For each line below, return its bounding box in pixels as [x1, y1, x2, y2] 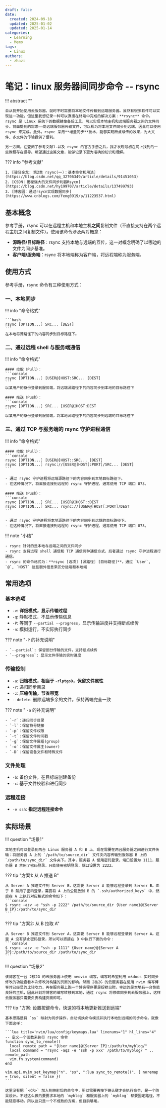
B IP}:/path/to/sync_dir [5, 907, 56, 912]
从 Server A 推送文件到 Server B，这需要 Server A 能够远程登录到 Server [5, 883, 148, 888]
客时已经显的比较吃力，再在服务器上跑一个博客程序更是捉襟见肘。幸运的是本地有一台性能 [5, 985, 160, 990]
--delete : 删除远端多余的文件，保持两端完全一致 [12, 696, 111, 702]
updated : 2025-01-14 [9, 26, 52, 31]
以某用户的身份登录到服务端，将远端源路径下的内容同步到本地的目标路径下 [5, 385, 135, 390]
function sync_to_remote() [5, 1039, 61, 1044]
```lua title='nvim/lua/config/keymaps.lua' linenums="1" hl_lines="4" [5, 1030, 156, 1035]
